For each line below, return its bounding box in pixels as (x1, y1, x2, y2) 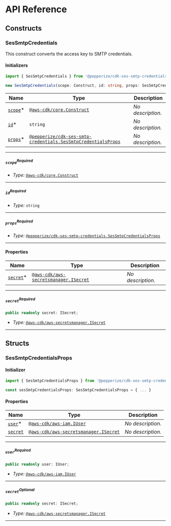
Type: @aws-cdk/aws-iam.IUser (12, 471, 76, 477)
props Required (5, 218, 33, 226)
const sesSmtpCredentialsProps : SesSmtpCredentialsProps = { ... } (5, 387, 152, 392)
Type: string (12, 203, 40, 209)
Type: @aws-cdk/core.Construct (12, 172, 79, 178)
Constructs (5, 24, 42, 33)
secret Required (5, 296, 36, 304)
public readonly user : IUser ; (5, 462, 70, 467)
